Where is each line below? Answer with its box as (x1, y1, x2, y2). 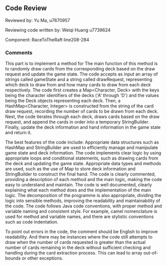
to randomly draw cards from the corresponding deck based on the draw (5, 66, 156, 72)
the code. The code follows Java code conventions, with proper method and (5, 203, 162, 209)
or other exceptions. (21, 255, 63, 261)
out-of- (143, 250, 159, 256)
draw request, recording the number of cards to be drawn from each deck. (5, 108, 159, 114)
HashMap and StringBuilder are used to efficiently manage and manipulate (5, 144, 159, 150)
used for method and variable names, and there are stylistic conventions (5, 213, 154, 219)
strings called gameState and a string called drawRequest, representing (5, 76, 153, 82)
